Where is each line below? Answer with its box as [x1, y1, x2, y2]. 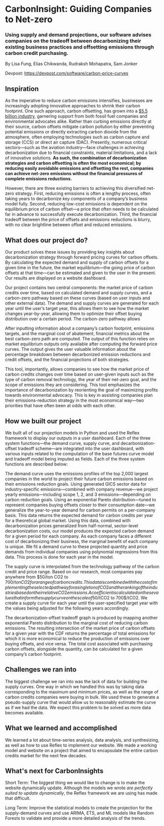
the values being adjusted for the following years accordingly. [5, 605, 130, 611]
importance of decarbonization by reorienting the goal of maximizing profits [5, 387, 158, 393]
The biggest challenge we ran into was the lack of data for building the [5, 678, 148, 684]
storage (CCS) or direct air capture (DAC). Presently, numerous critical [5, 139, 147, 145]
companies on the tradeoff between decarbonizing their [5, 38, 141, 45]
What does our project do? [5, 236, 88, 244]
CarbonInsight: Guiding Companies [5, 3, 152, 15]
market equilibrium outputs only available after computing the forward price [5, 341, 158, 347]
